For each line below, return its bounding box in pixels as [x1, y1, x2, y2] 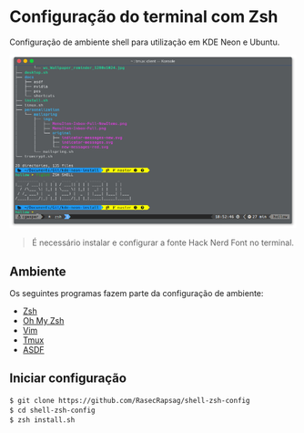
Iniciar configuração [9, 371, 127, 387]
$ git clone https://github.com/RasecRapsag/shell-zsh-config [9, 396, 250, 405]
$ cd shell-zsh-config [9, 406, 96, 415]
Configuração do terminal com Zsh [9, 6, 279, 27]
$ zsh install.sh [9, 415, 76, 425]
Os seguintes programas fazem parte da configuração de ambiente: [9, 288, 264, 299]
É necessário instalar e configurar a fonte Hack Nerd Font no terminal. [31, 237, 294, 248]
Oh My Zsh [22, 315, 65, 326]
